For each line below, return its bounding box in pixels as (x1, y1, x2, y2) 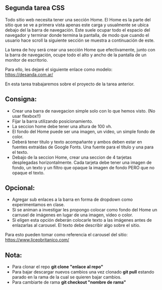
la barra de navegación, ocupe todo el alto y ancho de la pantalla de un (5, 52, 147, 58)
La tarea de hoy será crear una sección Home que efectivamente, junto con (5, 47, 156, 52)
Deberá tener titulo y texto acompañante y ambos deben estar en (12, 139, 143, 145)
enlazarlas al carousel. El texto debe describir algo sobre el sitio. (12, 223, 141, 228)
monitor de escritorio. (5, 57, 48, 63)
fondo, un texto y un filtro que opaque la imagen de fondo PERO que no (12, 164, 155, 170)
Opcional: (5, 184, 35, 192)
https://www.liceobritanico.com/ (5, 237, 69, 243)
